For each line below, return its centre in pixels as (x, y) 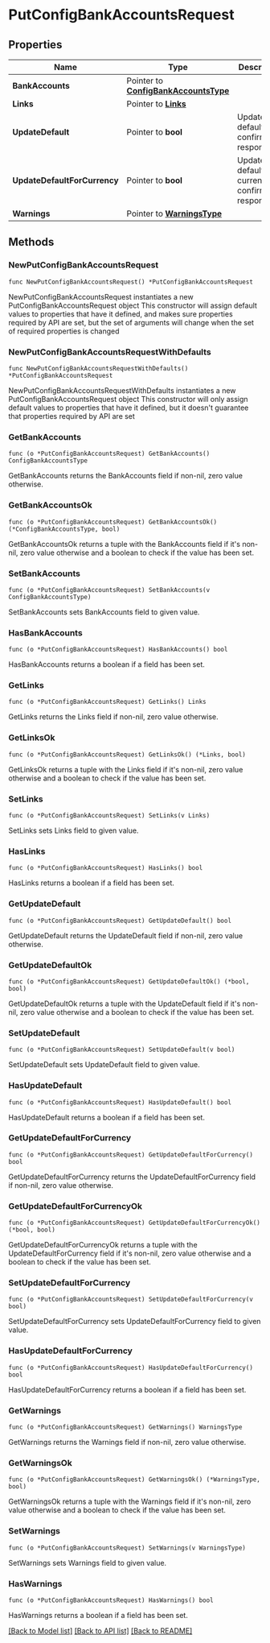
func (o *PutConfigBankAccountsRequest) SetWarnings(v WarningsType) (127, 1548)
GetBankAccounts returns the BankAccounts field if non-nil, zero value (126, 476)
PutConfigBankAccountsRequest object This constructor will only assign (128, 399)
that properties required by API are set (72, 416)
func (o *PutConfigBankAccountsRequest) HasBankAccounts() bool (118, 650)
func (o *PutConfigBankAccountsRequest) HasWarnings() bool (111, 1600)
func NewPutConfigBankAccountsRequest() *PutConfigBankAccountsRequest (131, 282)
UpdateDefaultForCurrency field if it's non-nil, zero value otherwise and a (130, 1253)
